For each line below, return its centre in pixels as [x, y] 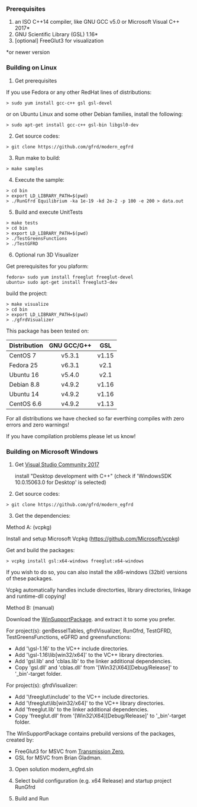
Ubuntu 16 [24, 375]
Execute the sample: [40, 179]
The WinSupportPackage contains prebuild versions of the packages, [91, 733]
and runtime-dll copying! [36, 596]
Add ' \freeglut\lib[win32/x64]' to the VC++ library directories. [90, 703]
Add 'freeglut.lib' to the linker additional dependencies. [82, 709]
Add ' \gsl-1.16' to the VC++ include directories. [72, 648]
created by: [20, 740]
